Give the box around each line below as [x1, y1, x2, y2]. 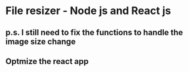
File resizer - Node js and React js [5, 4, 171, 18]
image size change [5, 36, 76, 46]
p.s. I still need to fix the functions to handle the [5, 28, 183, 37]
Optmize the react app [5, 56, 89, 66]
